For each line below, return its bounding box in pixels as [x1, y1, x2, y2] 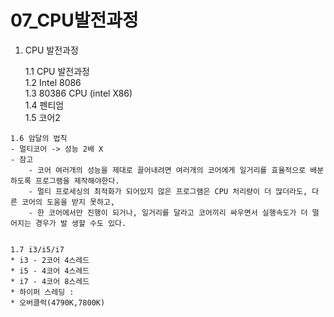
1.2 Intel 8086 [24, 76, 82, 88]
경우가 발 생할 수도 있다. [34, 218, 127, 228]
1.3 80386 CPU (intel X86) [24, 87, 133, 99]
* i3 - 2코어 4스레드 [10, 255, 90, 265]
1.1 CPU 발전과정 [24, 65, 90, 77]
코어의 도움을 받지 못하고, [21, 197, 116, 207]
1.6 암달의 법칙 [10, 133, 68, 143]
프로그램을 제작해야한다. [34, 176, 120, 186]
